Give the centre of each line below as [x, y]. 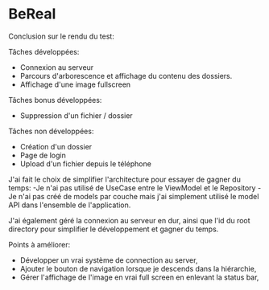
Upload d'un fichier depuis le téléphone [85, 163]
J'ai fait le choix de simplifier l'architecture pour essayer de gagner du [125, 179]
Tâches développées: [44, 51]
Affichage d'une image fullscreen [75, 84]
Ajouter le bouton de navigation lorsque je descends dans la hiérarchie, [138, 268]
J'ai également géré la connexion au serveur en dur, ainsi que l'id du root [130, 220]
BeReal [32, 14]
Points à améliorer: [39, 244]
